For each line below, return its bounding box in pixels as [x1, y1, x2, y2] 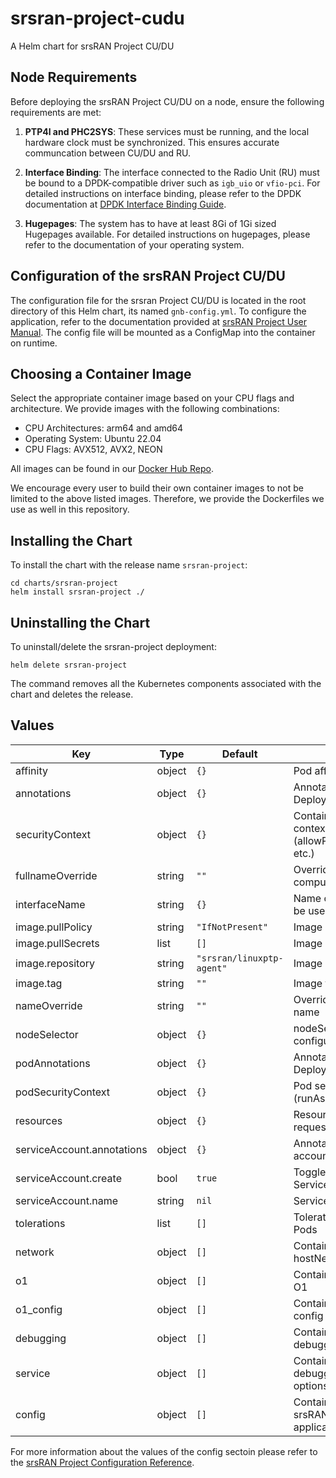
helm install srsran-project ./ [10, 587, 145, 597]
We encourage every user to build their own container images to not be [10, 482, 304, 494]
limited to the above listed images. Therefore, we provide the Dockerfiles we [10, 493, 325, 505]
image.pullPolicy [15, 920, 93, 934]
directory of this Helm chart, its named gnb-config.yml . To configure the [10, 305, 307, 317]
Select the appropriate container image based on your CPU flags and [10, 392, 295, 404]
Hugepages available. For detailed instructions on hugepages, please [24, 228, 311, 240]
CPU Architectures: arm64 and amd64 [24, 422, 184, 434]
